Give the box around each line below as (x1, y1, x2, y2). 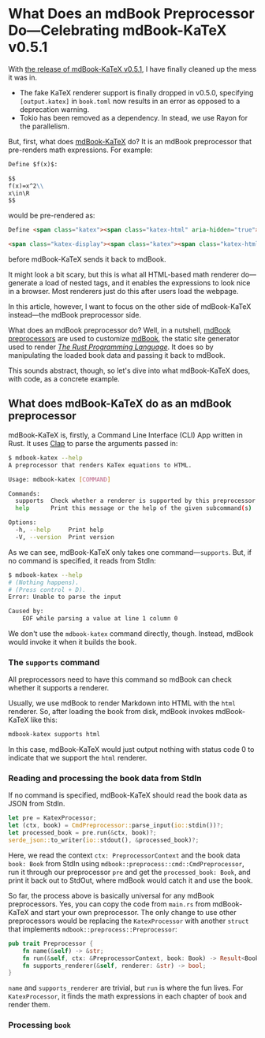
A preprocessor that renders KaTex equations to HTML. (8, 461, 192, 469)
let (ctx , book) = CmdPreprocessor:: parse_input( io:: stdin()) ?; (8, 821, 224, 830)
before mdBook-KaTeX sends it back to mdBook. (8, 255, 166, 264)
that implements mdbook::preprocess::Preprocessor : (8, 924, 177, 934)
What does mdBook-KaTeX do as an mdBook (8, 397, 232, 411)
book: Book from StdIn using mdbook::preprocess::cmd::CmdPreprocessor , (8, 858, 244, 868)
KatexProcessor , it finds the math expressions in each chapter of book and (8, 991, 247, 1001)
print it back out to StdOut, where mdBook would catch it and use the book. (8, 876, 253, 885)
